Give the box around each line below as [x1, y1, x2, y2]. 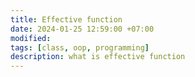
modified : [10, 33, 52, 43]
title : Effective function [10, 14, 123, 25]
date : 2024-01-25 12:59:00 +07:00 [10, 24, 155, 34]
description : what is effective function [10, 52, 186, 62]
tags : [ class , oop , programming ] [10, 42, 150, 53]
